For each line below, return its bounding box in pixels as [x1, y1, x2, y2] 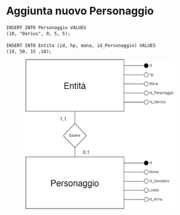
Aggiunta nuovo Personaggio [6, 4, 154, 18]
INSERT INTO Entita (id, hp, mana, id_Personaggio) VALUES [6, 42, 156, 48]
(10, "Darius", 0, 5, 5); [6, 30, 70, 36]
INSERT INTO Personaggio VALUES [6, 24, 86, 30]
